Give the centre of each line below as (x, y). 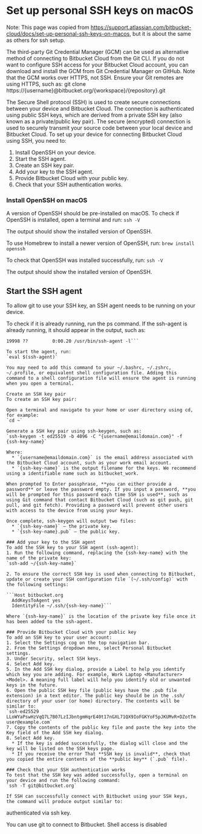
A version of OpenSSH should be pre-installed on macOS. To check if (93, 213)
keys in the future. (32, 685)
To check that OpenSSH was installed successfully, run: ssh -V (85, 260)
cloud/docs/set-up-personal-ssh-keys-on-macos (68, 33)
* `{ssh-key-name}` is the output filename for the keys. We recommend (104, 468)
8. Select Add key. (31, 738)
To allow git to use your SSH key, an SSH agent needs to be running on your (101, 305)
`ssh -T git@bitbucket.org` (42, 786)
